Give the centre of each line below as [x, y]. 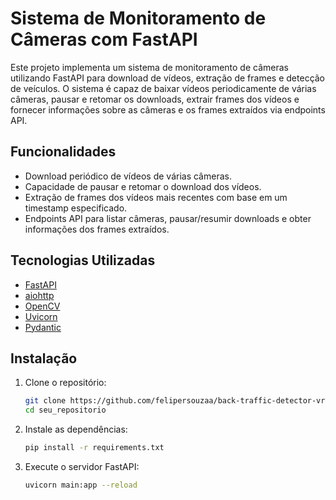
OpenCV [42, 306]
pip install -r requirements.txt [94, 448]
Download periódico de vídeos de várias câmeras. [128, 176]
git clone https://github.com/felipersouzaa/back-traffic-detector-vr [175, 401]
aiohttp [39, 295]
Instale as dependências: [76, 429]
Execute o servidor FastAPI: [82, 466]
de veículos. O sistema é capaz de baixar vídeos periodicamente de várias [163, 88]
